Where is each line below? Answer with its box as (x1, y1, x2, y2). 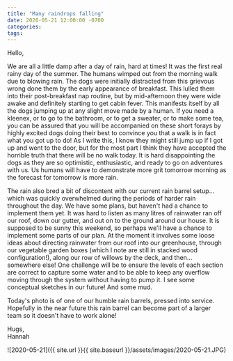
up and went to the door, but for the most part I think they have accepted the (7, 144, 227, 152)
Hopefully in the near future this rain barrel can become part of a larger (7, 304, 211, 312)
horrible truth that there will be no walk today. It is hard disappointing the (7, 151, 216, 160)
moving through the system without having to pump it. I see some (7, 276, 195, 284)
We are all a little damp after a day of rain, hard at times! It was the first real (7, 62, 223, 70)
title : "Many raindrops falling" (7, 10, 104, 17)
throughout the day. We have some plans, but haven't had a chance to (7, 201, 209, 210)
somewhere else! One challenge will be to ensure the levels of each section (7, 261, 224, 269)
